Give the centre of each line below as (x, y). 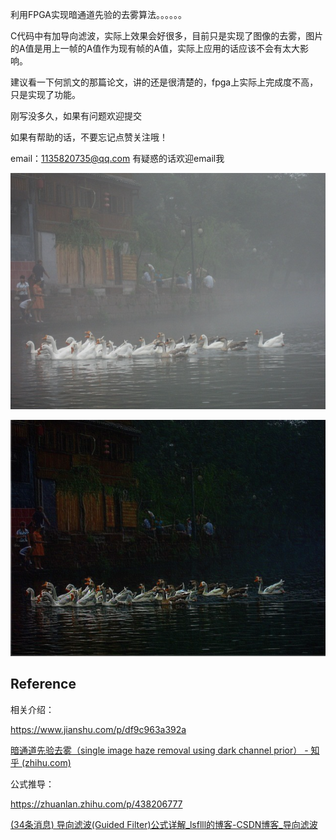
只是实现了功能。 (45, 94)
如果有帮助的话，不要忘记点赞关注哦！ (89, 137)
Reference (43, 684)
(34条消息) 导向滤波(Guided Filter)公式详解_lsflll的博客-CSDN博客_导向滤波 (164, 824)
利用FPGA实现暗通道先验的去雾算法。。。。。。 (98, 14)
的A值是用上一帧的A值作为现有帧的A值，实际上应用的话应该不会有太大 (155, 48)
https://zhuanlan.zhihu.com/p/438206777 (96, 804)
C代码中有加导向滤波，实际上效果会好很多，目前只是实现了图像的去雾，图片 (167, 36)
